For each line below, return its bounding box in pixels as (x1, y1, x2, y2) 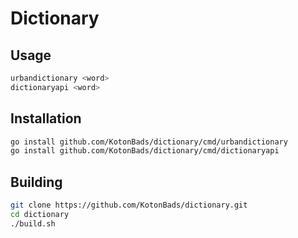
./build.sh (10, 218, 56, 229)
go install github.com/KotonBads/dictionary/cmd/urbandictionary (10, 137, 288, 147)
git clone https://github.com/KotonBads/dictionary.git (10, 200, 248, 211)
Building (10, 173, 63, 191)
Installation (10, 110, 82, 127)
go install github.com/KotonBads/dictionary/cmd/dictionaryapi (10, 146, 280, 156)
